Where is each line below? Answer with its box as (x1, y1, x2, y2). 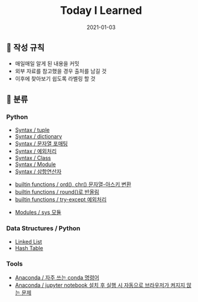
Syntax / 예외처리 (14, 147, 57, 155)
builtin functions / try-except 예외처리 (14, 196, 107, 203)
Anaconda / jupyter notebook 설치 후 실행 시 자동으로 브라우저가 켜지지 (14, 281, 185, 289)
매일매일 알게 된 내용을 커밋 (14, 60, 80, 67)
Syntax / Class (14, 155, 51, 162)
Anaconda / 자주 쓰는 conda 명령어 (14, 274, 99, 281)
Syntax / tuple (14, 126, 50, 133)
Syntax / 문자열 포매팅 (14, 140, 68, 147)
